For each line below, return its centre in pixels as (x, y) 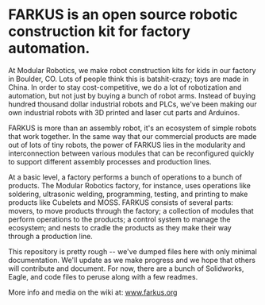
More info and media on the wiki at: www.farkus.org (93, 292)
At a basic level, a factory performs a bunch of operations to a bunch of (125, 177)
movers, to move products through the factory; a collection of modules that (131, 210)
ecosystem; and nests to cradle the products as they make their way (120, 227)
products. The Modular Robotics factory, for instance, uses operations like (130, 185)
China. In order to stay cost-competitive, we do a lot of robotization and (125, 87)
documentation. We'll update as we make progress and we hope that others (132, 260)
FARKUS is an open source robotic (123, 15)
